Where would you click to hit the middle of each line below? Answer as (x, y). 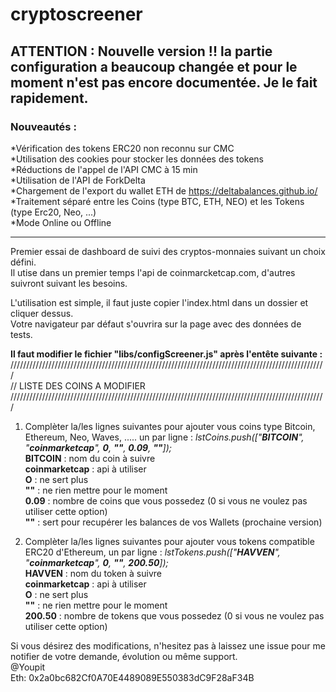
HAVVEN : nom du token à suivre (93, 573)
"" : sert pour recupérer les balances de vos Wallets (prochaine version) (173, 522)
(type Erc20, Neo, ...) (53, 212)
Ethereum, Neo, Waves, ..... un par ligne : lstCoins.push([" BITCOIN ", (164, 437)
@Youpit (28, 667)
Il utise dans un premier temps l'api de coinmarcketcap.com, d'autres (153, 272)
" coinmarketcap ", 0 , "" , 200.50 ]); (96, 562)
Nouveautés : (43, 126)
